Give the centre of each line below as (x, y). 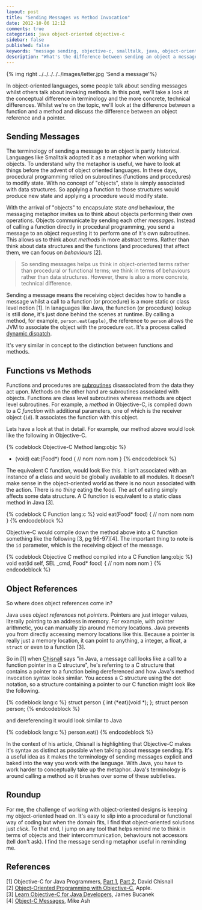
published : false (28, 46)
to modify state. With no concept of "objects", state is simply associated (96, 183)
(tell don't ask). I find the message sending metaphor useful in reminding (96, 841)
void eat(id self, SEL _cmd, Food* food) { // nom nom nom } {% (84, 563)
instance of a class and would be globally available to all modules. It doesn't (100, 477)
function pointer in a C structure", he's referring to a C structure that (90, 665)
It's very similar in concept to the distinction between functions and (90, 345)
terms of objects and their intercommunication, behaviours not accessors (97, 835)
